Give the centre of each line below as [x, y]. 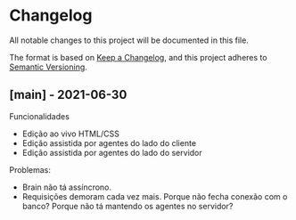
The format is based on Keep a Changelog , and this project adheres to [138, 57]
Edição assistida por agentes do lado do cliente [109, 143]
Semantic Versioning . [48, 67]
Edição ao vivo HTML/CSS [71, 134]
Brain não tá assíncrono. [67, 187]
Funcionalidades [39, 116]
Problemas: [30, 169]
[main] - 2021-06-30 [68, 95]
